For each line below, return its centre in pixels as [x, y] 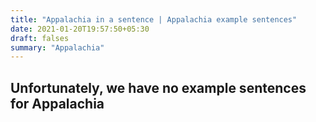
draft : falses [40, 38]
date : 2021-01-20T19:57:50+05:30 [80, 29]
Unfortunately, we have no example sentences [158, 87]
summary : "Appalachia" [57, 47]
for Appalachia [57, 103]
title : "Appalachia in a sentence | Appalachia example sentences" [154, 19]
